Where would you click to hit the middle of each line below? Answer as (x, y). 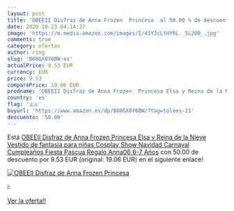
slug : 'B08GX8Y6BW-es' (40, 59)
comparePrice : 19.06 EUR (43, 85)
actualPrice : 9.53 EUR (40, 65)
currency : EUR (28, 72)
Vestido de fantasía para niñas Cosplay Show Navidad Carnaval (99, 144)
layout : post (26, 14)
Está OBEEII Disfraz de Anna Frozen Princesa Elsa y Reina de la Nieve (107, 137)
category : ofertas (34, 46)
